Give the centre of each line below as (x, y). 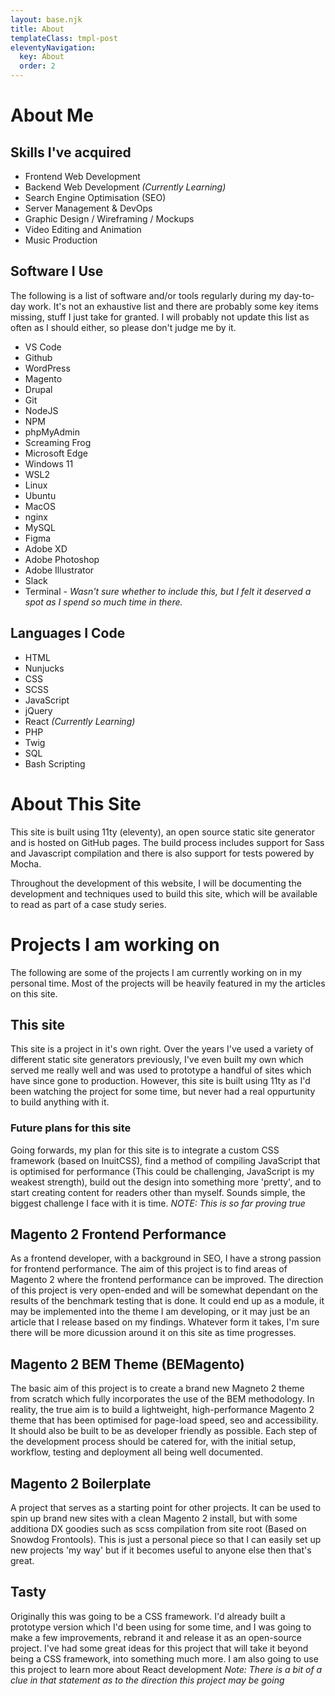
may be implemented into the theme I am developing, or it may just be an (160, 1312)
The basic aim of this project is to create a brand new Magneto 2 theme (157, 1388)
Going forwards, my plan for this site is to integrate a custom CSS (145, 1150)
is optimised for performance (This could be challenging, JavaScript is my (162, 1171)
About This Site (76, 803)
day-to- (299, 295)
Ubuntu (40, 495)
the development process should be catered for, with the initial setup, (153, 1442)
